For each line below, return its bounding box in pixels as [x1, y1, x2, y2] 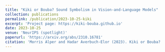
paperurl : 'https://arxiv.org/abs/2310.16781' [5, 35, 103, 40]
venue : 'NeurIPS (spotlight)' [5, 30, 68, 35]
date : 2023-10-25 [5, 26, 41, 31]
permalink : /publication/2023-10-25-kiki [5, 16, 92, 21]
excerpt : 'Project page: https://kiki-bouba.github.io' [5, 21, 123, 26]
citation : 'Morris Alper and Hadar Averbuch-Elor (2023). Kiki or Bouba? [5, 40, 161, 45]
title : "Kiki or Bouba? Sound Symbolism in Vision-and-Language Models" [5, 7, 159, 12]
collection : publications [5, 12, 58, 17]
